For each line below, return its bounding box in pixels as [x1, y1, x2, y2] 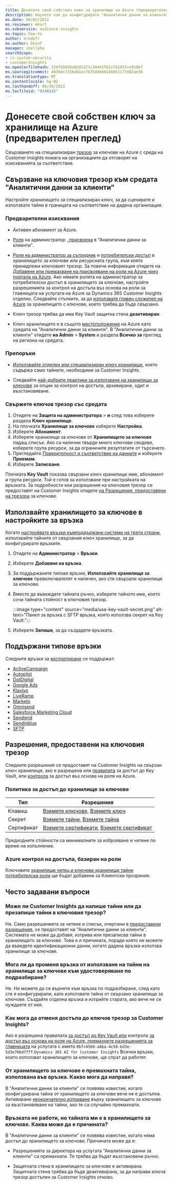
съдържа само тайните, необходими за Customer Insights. [12, 367, 141, 373]
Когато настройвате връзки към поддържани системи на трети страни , [5, 529, 161, 536]
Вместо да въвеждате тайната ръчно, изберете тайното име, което [12, 590, 160, 597]
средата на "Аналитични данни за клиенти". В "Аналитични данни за [12, 326, 163, 332]
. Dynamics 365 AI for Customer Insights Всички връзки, [32, 1049, 155, 1055]
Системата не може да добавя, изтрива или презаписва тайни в [5, 931, 146, 938]
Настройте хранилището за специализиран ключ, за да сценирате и [5, 197, 155, 203]
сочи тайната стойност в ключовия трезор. [12, 596, 107, 602]
